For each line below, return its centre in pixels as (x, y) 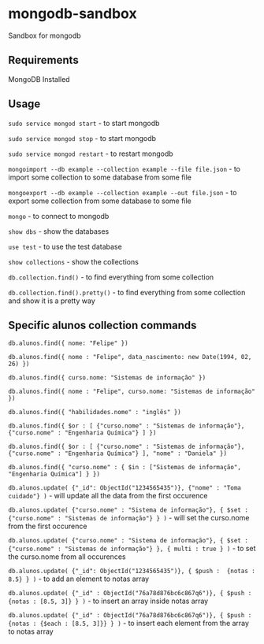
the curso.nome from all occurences (67, 557)
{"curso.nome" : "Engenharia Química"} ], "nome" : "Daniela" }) (117, 453)
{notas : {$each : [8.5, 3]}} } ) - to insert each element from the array (129, 624)
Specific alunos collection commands (102, 325)
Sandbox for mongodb (45, 35)
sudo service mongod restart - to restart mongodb (91, 154)
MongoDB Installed (39, 79)
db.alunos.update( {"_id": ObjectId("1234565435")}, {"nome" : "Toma (125, 488)
